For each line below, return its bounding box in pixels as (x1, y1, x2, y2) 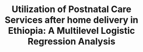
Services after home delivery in (5, 14, 138, 26)
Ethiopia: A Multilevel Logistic (8, 25, 135, 36)
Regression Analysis (27, 36, 116, 47)
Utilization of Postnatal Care (12, 4, 131, 15)
